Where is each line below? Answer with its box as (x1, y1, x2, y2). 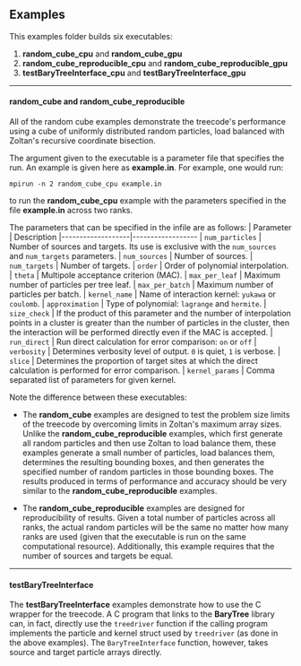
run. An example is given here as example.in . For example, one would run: (9, 162, 284, 173)
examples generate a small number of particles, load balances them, (21, 447, 276, 458)
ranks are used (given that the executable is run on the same (21, 532, 246, 542)
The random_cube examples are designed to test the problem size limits (21, 410, 290, 420)
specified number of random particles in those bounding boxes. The (21, 466, 274, 478)
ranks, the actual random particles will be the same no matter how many (21, 522, 289, 532)
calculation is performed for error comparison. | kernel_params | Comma (9, 365, 275, 376)
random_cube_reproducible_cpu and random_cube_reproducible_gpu (21, 57, 288, 68)
